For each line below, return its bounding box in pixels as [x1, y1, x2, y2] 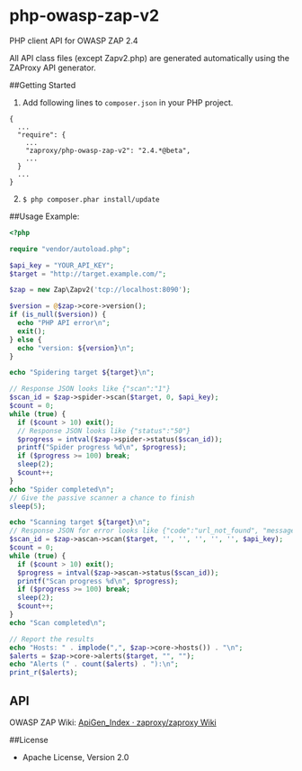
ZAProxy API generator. [9, 62, 96, 73]
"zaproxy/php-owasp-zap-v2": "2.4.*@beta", [25, 146, 191, 155]
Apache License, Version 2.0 [22, 752, 129, 762]
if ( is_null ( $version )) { [9, 310, 106, 320]
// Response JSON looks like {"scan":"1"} [9, 385, 171, 394]
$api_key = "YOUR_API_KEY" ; [9, 260, 115, 270]
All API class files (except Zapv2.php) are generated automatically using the [9, 52, 290, 63]
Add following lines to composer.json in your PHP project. [22, 96, 234, 108]
